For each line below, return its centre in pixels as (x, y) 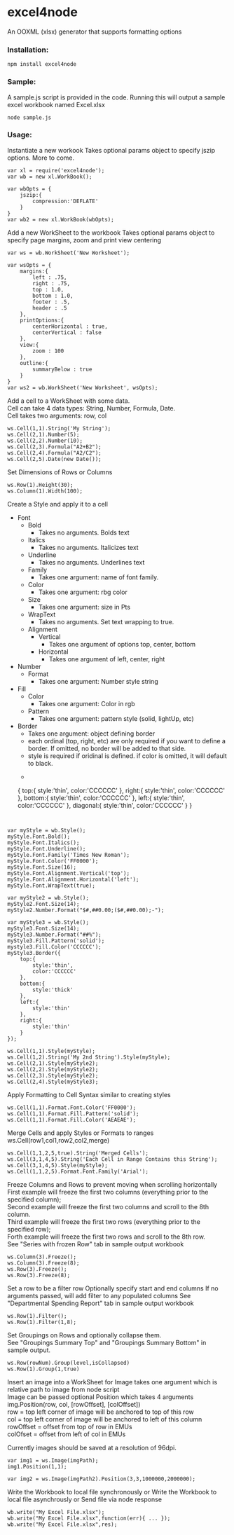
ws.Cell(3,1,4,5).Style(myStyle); (58, 1165)
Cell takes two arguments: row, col (57, 415)
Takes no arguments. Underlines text (91, 562)
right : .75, (51, 283)
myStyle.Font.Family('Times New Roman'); (69, 855)
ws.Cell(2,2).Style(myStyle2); (53, 1069)
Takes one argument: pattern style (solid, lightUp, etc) (116, 718)
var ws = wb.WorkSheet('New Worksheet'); (69, 253)
